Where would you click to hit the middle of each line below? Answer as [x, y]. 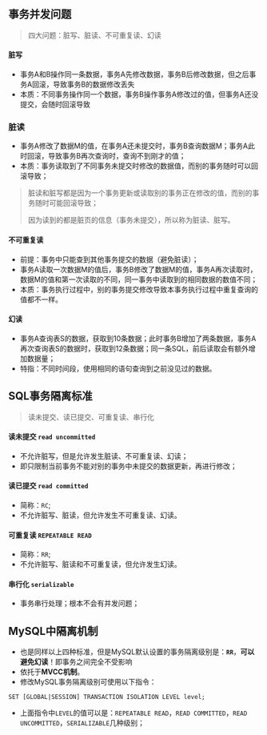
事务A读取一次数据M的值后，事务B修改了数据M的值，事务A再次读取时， [138, 269]
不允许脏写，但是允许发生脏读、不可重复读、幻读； [104, 456]
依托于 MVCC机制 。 [52, 672]
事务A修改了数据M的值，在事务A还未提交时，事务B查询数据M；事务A [134, 146]
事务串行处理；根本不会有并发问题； [80, 604]
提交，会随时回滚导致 [55, 104]
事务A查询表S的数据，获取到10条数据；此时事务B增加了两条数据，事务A [138, 338]
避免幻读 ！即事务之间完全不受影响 [76, 662]
